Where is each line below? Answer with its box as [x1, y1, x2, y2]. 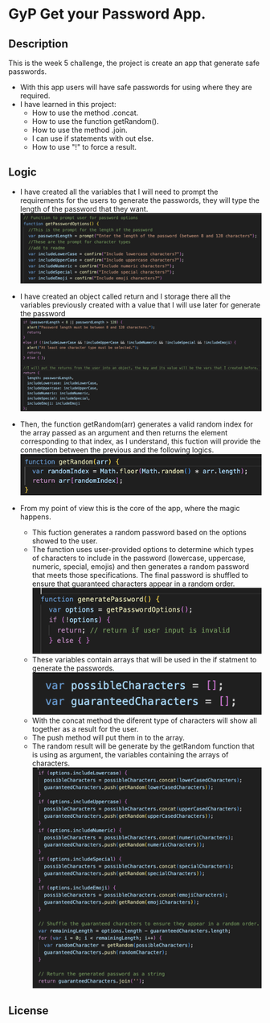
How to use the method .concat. [31, 108, 139, 118]
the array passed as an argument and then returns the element [19, 427, 228, 437]
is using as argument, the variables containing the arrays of [31, 750, 229, 760]
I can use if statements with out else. [31, 134, 154, 143]
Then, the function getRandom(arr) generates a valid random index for [19, 419, 253, 429]
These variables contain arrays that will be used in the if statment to [31, 654, 257, 664]
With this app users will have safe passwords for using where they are [19, 82, 252, 92]
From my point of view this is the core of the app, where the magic [19, 504, 240, 514]
